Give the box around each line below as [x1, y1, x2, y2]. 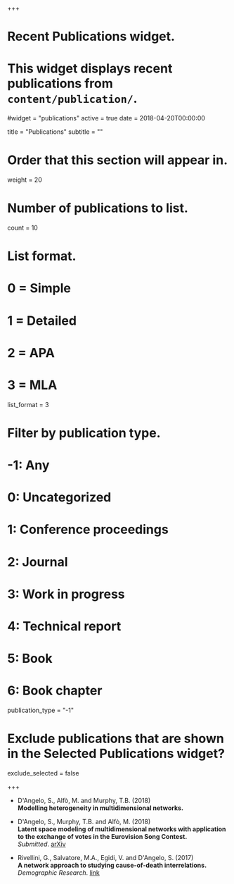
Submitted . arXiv [17, 840, 66, 849]
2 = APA [7, 344, 55, 361]
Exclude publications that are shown [7, 730, 225, 747]
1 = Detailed [7, 313, 77, 328]
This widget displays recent [7, 61, 173, 77]
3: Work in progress [7, 586, 125, 602]
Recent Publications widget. [7, 29, 176, 44]
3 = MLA [7, 377, 58, 393]
